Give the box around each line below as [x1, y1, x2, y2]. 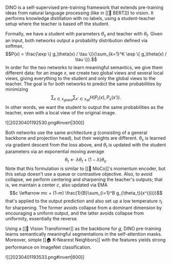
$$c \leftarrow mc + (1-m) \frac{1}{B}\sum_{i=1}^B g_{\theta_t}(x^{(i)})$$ [9, 190, 163, 196]
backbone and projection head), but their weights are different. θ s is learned [5, 135, 166, 142]
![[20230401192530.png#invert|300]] [5, 119, 84, 125]
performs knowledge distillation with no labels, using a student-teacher [5, 15, 156, 21]
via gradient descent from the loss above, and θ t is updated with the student [5, 141, 166, 149]
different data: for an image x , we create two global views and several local [5, 69, 164, 76]
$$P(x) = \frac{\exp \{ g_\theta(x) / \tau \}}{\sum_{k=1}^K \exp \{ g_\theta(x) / [5, 51, 167, 57]
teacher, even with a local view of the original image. [5, 109, 116, 116]
